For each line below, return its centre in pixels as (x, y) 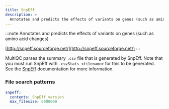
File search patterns (30, 82)
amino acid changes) (27, 39)
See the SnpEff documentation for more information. (60, 69)
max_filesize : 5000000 (33, 102)
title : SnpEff (20, 10)
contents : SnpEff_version (37, 97)
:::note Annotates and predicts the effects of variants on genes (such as (80, 34)
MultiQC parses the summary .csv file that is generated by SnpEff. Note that (84, 58)
